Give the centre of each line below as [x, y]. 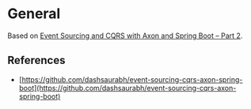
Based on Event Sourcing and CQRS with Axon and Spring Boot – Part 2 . [125, 36]
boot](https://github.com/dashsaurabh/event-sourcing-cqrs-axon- [127, 88]
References [36, 60]
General [34, 14]
